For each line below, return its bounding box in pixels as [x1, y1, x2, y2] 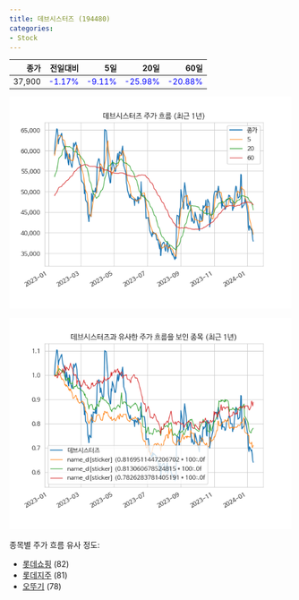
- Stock [9, 33, 38, 42]
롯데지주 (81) [21, 570, 68, 580]
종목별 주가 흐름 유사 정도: [9, 539, 100, 550]
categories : [9, 23, 54, 33]
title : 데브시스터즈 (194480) [9, 14, 111, 23]
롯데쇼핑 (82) [21, 558, 70, 569]
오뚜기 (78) [21, 580, 62, 591]
